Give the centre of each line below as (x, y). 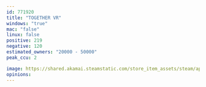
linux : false (23, 35)
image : (15, 69)
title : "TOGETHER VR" (34, 18)
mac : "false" (23, 29)
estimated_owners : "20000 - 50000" (52, 52)
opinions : (19, 74)
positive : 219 (25, 40)
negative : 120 (25, 47)
